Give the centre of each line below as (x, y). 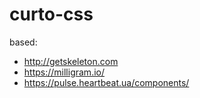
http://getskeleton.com (71, 61)
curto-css (51, 14)
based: (23, 42)
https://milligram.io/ (64, 72)
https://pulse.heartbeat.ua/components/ (106, 82)
